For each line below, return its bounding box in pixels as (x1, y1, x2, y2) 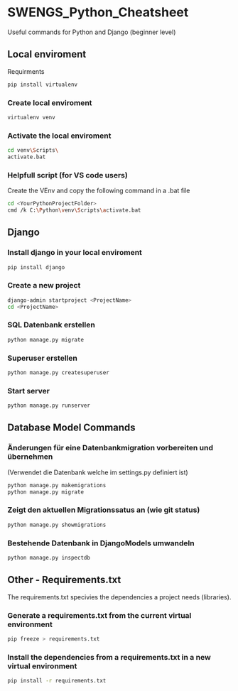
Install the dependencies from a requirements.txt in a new (7, 652, 211, 662)
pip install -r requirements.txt (7, 678, 107, 685)
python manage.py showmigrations (7, 521, 107, 528)
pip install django (7, 263, 65, 271)
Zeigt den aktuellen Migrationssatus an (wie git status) (7, 505, 200, 515)
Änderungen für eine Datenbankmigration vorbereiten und (7, 443, 213, 453)
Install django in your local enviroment (7, 248, 142, 258)
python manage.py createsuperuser (7, 369, 110, 376)
